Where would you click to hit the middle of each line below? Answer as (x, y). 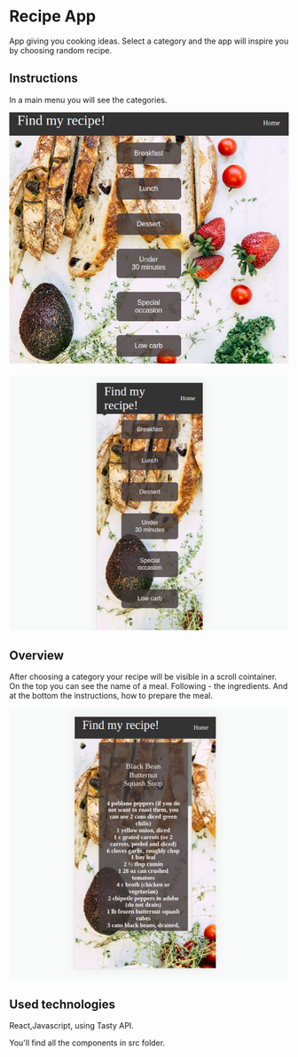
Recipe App (52, 16)
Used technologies (63, 1004)
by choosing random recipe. (61, 50)
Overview (37, 655)
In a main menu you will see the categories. (88, 100)
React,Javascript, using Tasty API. (72, 1026)
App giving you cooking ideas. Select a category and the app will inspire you (149, 41)
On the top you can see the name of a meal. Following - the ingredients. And (149, 686)
